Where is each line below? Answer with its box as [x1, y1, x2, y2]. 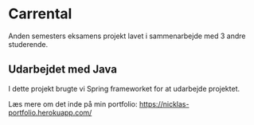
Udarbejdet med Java [8, 63, 118, 76]
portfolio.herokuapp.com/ [8, 107, 92, 117]
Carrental [8, 5, 72, 23]
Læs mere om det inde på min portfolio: [8, 99, 138, 108]
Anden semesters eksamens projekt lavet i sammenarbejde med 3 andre [8, 31, 246, 41]
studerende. [8, 39, 49, 49]
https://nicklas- [139, 99, 190, 108]
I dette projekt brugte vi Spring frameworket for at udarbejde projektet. [8, 84, 240, 93]
